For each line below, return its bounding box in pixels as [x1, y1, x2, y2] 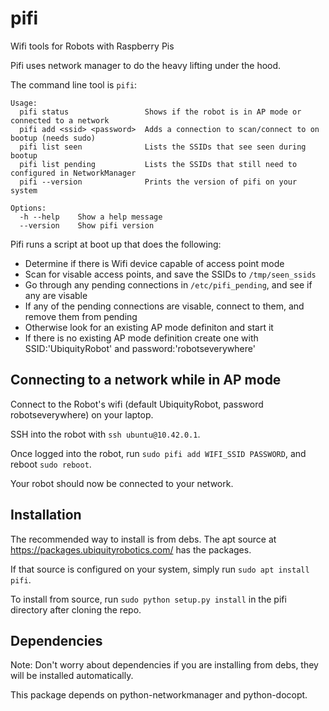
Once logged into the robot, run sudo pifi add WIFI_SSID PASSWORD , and [10, 447, 307, 459]
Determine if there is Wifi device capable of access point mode [24, 257, 285, 269]
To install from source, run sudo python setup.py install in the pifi [10, 593, 287, 605]
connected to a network [10, 115, 110, 126]
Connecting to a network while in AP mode [10, 372, 282, 389]
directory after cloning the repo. [10, 603, 142, 616]
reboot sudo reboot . [10, 458, 92, 470]
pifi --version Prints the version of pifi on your [19, 177, 298, 187]
